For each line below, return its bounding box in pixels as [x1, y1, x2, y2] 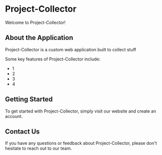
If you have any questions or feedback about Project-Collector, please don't [5, 140, 157, 146]
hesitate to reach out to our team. [5, 145, 72, 152]
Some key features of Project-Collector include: [5, 56, 101, 62]
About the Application [5, 34, 73, 42]
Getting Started [5, 95, 53, 103]
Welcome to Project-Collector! [5, 19, 66, 25]
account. [5, 113, 23, 119]
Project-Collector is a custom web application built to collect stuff [5, 46, 136, 52]
